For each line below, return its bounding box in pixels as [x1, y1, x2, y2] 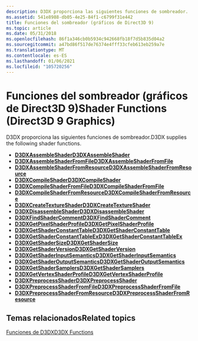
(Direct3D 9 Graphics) [6, 114, 115, 128]
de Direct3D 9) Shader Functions [6, 102, 167, 115]
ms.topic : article [6, 25, 51, 31]
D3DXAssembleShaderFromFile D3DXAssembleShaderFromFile [14, 158, 174, 165]
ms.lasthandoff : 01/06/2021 [6, 58, 75, 64]
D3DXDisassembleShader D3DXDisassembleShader [14, 208, 144, 215]
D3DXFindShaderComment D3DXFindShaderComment [14, 214, 151, 222]
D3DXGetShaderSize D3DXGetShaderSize [14, 239, 118, 246]
